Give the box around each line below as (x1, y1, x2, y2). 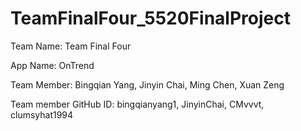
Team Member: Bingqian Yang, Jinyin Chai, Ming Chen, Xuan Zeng (10, 78, 285, 91)
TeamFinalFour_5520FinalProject (10, 7, 291, 30)
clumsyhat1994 (10, 108, 74, 121)
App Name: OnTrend (10, 59, 95, 71)
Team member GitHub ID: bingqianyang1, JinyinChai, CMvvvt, (10, 98, 265, 110)
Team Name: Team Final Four (10, 40, 132, 52)
